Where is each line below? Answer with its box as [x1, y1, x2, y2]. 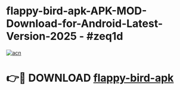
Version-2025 [6, 30, 77, 43]
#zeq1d [86, 30, 123, 43]
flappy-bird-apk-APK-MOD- [6, 4, 147, 18]
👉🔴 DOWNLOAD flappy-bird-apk [6, 72, 174, 85]
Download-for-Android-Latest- [6, 17, 163, 30]
